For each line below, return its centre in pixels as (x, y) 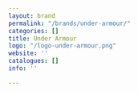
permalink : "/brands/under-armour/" (69, 23)
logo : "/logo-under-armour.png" (62, 46)
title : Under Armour (43, 38)
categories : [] (34, 31)
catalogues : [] (34, 61)
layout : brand (32, 16)
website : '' (28, 53)
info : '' (23, 69)
